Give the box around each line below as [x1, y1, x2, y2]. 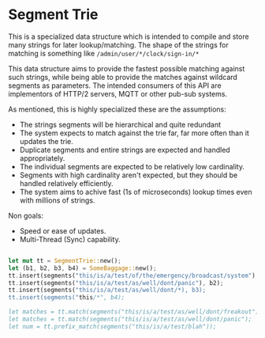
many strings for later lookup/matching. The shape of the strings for [8, 40, 229, 49]
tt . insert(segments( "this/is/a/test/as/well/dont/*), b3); [8, 287, 207, 294]
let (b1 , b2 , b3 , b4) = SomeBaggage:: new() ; [8, 264, 157, 272]
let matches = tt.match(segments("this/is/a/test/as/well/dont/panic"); [8, 315, 252, 324]
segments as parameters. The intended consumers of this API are [8, 81, 222, 90]
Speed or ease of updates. [19, 226, 106, 235]
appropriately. [19, 153, 65, 163]
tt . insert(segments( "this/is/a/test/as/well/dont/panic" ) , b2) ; [8, 279, 224, 287]
